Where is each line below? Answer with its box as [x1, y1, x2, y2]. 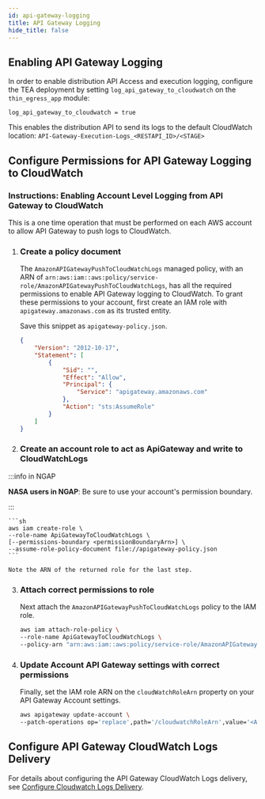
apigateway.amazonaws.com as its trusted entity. [19, 306, 172, 316]
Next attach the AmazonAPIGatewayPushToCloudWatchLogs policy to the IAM [19, 602, 257, 612]
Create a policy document [19, 246, 121, 257]
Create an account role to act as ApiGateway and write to [19, 444, 244, 455]
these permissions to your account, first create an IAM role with [19, 297, 228, 307]
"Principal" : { [62, 381, 112, 388]
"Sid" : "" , [62, 365, 99, 374]
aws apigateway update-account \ [19, 711, 131, 719]
